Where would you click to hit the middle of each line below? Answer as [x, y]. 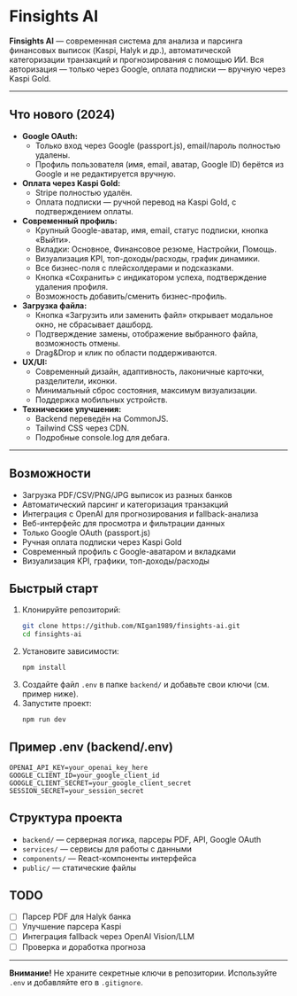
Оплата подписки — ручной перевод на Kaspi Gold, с [136, 202]
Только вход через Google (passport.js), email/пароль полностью [158, 145]
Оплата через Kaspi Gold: [71, 183]
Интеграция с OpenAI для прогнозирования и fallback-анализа [140, 514]
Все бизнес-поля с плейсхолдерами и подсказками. [134, 268]
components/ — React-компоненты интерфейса [109, 858]
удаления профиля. [72, 286]
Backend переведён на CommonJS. [102, 418]
